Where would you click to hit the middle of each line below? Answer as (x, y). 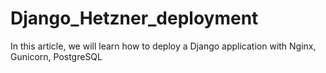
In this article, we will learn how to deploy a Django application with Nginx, (163, 46)
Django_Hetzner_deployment (134, 18)
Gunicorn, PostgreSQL (56, 56)
